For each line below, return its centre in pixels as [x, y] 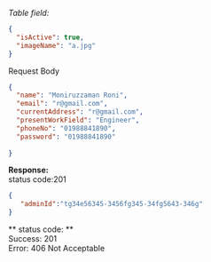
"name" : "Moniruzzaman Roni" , [72, 95]
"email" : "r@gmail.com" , [62, 104]
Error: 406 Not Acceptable [57, 248]
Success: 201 [33, 238]
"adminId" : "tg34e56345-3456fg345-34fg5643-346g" [111, 204]
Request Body [34, 71]
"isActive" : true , [51, 37]
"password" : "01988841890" [66, 137]
